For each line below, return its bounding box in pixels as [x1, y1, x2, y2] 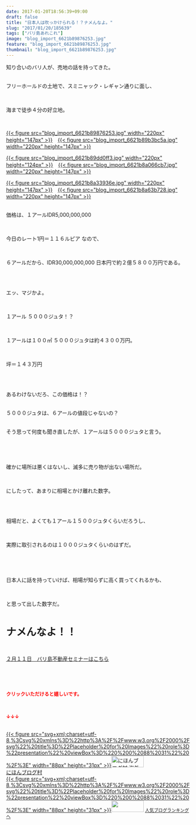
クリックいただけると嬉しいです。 [6, 691, 82, 697]
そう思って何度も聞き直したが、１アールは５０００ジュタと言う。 [6, 428, 164, 435]
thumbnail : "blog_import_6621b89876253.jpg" [6, 47, 117, 53]
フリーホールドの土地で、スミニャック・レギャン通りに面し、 [6, 82, 156, 89]
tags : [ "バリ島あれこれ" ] [6, 31, 63, 36]
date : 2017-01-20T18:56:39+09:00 [6, 8, 88, 15]
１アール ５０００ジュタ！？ [6, 312, 75, 320]
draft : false [6, 14, 38, 20]
